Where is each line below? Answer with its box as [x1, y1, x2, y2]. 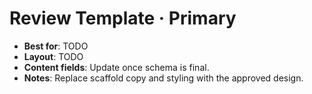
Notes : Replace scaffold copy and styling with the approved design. [23, 72, 304, 84]
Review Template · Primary [9, 7, 237, 30]
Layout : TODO [23, 50, 84, 62]
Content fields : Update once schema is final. [23, 61, 210, 73]
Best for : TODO [23, 40, 89, 52]
